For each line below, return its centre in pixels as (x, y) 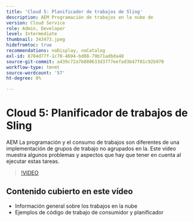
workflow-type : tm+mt (33, 67)
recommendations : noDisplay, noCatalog (56, 51)
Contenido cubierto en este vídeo (70, 192)
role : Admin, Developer (36, 28)
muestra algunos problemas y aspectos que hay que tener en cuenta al (94, 155)
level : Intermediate (32, 34)
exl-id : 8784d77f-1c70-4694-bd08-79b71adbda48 (65, 56)
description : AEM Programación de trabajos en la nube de (80, 17)
